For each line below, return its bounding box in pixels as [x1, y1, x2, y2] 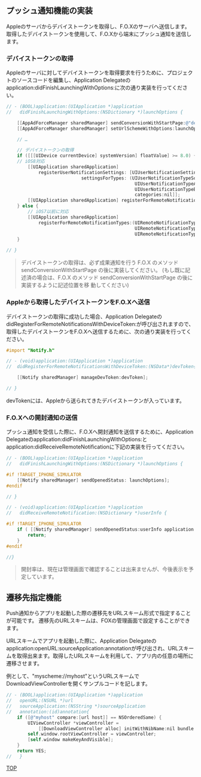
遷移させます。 [6, 660, 43, 667]
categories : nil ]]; [134, 192, 181, 198]
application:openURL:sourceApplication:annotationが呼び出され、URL [6, 645, 178, 652]
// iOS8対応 [17, 159, 45, 165]
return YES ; [17, 748, 47, 754]
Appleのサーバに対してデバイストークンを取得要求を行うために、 [6, 69, 167, 76]
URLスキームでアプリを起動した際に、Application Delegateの [6, 637, 157, 644]
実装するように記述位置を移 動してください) [20, 282, 129, 289]
